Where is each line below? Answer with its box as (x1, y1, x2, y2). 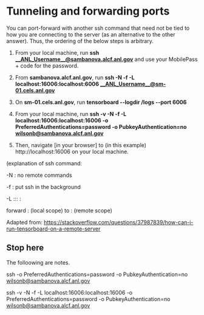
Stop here (6, 243, 44, 253)
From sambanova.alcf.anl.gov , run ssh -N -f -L (15, 74, 135, 81)
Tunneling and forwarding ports (6, 4, 170, 18)
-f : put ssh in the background (6, 183, 81, 190)
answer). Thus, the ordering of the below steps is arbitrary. (6, 37, 154, 44)
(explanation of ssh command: (6, 159, 83, 167)
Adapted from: (6, 218, 42, 226)
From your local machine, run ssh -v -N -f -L (15, 110, 127, 117)
